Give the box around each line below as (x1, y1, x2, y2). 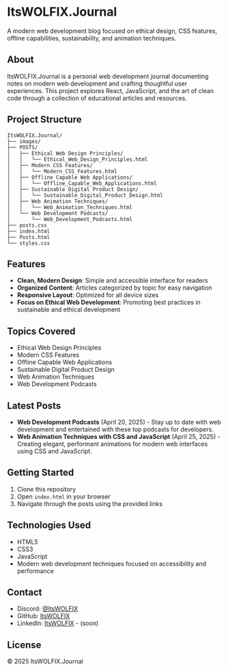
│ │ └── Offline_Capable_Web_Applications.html (7, 179, 157, 187)
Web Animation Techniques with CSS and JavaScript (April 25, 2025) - (16, 433, 220, 440)
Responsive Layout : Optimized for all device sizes (16, 291, 159, 299)
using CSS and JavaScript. (16, 447, 92, 455)
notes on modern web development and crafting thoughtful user (7, 79, 188, 88)
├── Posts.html (7, 233, 51, 240)
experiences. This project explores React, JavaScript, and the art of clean (7, 86, 214, 94)
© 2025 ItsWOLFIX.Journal (7, 657, 83, 666)
